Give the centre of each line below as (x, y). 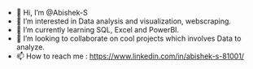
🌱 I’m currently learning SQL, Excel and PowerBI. (98, 30)
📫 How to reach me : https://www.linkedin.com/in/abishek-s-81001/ (130, 56)
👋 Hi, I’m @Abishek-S (52, 13)
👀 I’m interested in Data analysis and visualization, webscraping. (124, 21)
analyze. (30, 47)
